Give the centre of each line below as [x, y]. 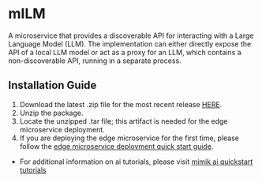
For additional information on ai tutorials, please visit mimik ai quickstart [136, 162]
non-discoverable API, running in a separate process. [95, 61]
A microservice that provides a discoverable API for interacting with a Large [131, 35]
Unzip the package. [51, 113]
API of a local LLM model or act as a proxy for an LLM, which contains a [125, 52]
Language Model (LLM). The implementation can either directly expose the [130, 43]
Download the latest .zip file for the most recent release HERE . [121, 104]
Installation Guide [52, 85]
